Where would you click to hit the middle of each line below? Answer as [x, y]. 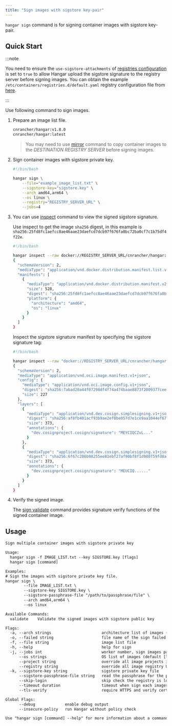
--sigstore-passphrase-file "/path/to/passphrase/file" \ [87, 595]
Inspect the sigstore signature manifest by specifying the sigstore [82, 337]
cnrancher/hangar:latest [39, 135]
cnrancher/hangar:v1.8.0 [39, 130]
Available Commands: [27, 614]
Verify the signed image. [39, 500]
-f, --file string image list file [73, 643]
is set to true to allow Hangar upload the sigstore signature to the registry [83, 74]
